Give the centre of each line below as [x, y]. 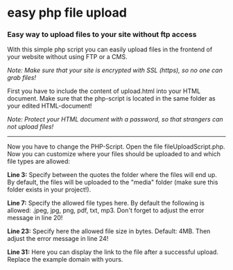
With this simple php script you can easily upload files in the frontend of [110, 49]
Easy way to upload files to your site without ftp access [102, 35]
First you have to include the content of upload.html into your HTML [104, 91]
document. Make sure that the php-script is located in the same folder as [112, 99]
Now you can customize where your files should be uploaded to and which [114, 154]
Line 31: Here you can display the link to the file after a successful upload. [113, 252]
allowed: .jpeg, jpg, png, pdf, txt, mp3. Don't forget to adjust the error [106, 210]
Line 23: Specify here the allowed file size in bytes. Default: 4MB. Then [109, 231]
